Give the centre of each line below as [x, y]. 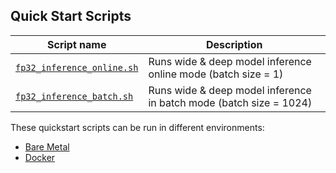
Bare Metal [47, 146]
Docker [40, 157]
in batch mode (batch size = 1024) [230, 102]
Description [234, 44]
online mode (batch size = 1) [216, 74]
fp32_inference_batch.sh [74, 96]
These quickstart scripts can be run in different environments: [137, 127]
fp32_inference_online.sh [77, 67]
